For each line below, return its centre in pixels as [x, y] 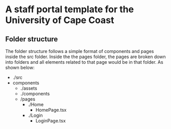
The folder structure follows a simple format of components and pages [80, 51]
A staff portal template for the [70, 9]
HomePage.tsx [51, 110]
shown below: [20, 68]
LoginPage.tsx [51, 121]
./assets [29, 88]
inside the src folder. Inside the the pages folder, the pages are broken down [86, 57]
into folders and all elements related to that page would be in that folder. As [84, 62]
